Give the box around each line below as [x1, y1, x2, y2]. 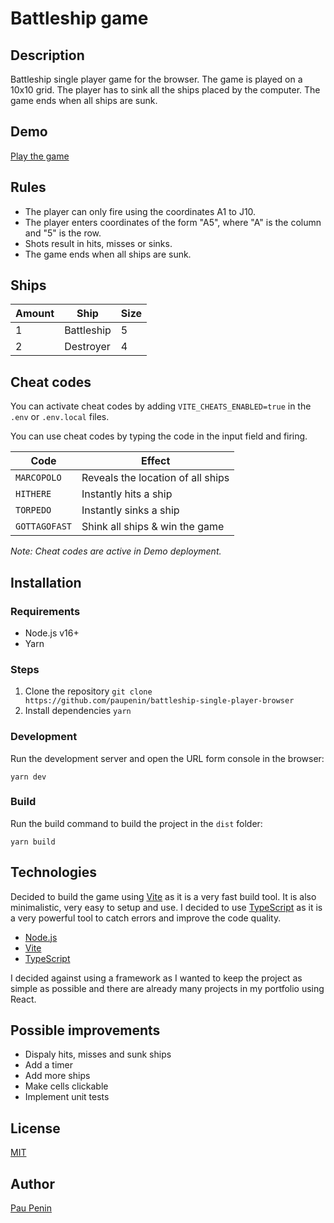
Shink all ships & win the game [81, 520, 225, 534]
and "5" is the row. [24, 227, 102, 239]
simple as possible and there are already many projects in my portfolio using [10, 982, 325, 994]
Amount [15, 307, 55, 321]
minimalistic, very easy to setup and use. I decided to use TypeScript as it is [10, 901, 323, 913]
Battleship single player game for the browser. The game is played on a [10, 73, 303, 85]
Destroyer [64, 340, 111, 354]
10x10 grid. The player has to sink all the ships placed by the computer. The [10, 84, 321, 96]
